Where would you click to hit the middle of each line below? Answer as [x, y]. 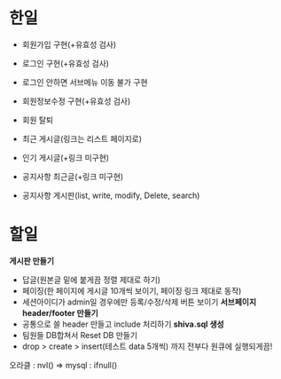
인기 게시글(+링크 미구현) [65, 157]
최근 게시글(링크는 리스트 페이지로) [82, 138]
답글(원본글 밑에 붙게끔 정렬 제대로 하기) [91, 280]
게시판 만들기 [32, 261]
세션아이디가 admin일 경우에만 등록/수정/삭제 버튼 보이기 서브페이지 [139, 302]
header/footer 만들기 [60, 312]
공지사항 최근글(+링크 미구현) [73, 176]
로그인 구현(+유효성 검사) [65, 63]
